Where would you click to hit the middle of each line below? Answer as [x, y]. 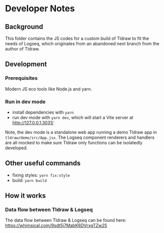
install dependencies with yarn [43, 112]
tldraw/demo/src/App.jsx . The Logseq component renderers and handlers [80, 137]
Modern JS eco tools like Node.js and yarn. [48, 89]
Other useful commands [43, 163]
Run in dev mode [25, 102]
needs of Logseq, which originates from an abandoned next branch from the [82, 44]
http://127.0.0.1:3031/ [33, 123]
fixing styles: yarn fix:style [41, 175]
